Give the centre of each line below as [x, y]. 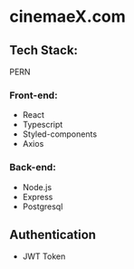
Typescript [43, 125]
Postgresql [43, 207]
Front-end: [33, 95]
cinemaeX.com [68, 17]
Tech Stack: [44, 50]
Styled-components [60, 134]
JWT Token [44, 256]
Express [38, 197]
